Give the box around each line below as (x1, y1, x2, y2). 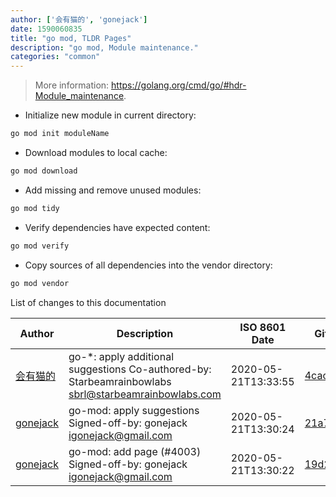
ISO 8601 (239, 320, 287, 334)
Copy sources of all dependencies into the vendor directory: (24, 259, 273, 271)
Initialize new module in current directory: (24, 109, 197, 121)
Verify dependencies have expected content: (24, 221, 211, 233)
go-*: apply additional (68, 349, 175, 363)
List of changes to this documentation (10, 296, 167, 308)
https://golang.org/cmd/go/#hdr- (111, 79, 247, 91)
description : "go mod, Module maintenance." (10, 42, 199, 53)
